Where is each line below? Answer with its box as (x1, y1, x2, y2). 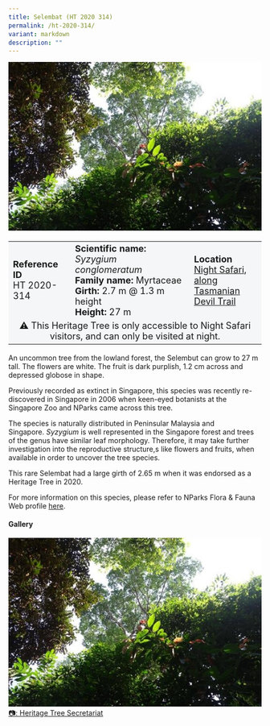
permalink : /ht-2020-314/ (8, 21, 95, 30)
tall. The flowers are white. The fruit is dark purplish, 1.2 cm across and (8, 361, 243, 371)
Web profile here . (8, 500, 66, 511)
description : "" (8, 39, 63, 47)
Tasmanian (194, 284, 241, 297)
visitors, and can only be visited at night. (49, 330, 221, 342)
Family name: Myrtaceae (75, 274, 182, 286)
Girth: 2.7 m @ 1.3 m (75, 284, 165, 297)
